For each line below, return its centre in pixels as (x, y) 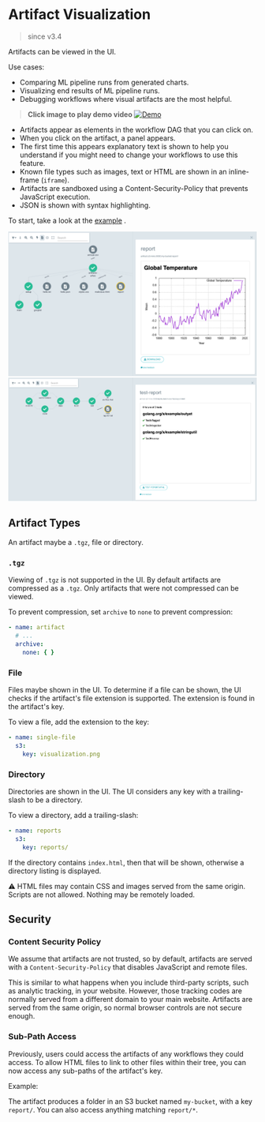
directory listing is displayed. (55, 871)
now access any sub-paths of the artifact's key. (86, 1071)
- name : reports (35, 831)
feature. (32, 163)
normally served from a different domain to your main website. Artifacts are (131, 1000)
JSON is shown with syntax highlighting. (85, 205)
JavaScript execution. (55, 197)
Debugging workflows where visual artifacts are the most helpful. (126, 99)
